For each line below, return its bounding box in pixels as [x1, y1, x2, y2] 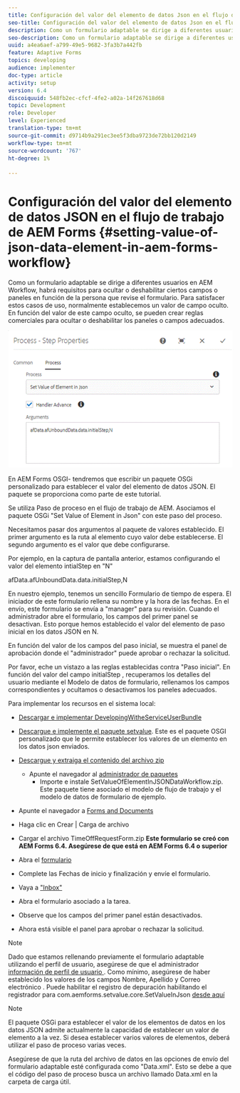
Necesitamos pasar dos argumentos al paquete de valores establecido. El [8, 525, 224, 534]
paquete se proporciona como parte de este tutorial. [8, 490, 162, 499]
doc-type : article [8, 71, 63, 79]
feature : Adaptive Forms [8, 49, 82, 56]
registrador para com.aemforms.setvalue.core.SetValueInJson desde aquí [8, 990, 225, 999]
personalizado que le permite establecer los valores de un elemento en [18, 734, 227, 743]
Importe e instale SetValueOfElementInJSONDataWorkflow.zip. [39, 777, 224, 786]
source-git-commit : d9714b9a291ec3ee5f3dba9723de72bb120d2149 [8, 132, 197, 139]
